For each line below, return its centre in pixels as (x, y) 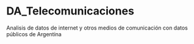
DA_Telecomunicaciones (70, 11)
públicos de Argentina (34, 34)
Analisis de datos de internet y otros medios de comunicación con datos (97, 28)
